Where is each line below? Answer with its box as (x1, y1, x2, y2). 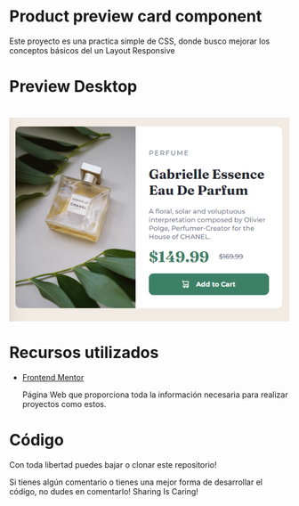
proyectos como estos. (21, 398, 107, 409)
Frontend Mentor (21, 371, 85, 382)
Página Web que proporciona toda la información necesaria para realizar (21, 389, 288, 400)
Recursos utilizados (9, 343, 159, 363)
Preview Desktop (9, 77, 138, 97)
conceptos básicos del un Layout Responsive (9, 45, 175, 55)
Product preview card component (9, 6, 263, 27)
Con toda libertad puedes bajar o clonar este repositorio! (9, 459, 217, 469)
